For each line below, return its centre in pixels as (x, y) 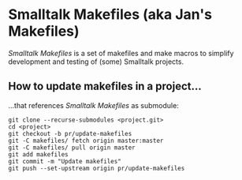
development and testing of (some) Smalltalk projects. (96, 62)
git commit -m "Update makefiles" (65, 161)
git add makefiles (38, 154)
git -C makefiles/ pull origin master (72, 148)
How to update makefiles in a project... (105, 86)
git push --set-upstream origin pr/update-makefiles (97, 168)
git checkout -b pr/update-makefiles (70, 133)
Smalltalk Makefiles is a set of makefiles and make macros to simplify (121, 53)
